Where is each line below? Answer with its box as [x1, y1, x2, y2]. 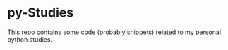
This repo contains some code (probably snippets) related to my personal [7, 28, 221, 36]
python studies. [7, 35, 53, 43]
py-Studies [7, 5, 74, 21]
